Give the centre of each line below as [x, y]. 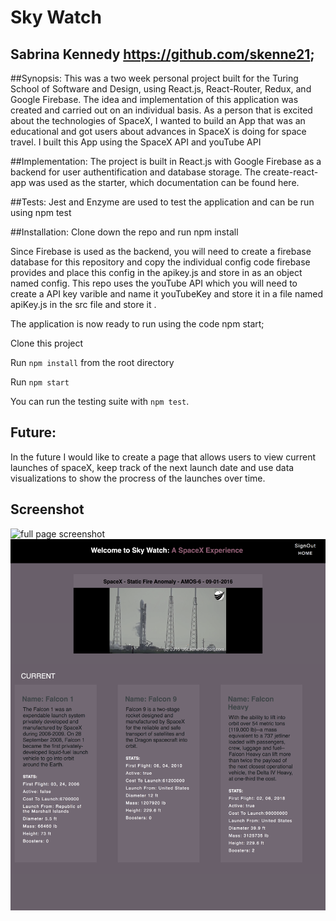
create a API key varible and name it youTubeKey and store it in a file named [167, 294]
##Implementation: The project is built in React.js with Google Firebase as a [166, 161]
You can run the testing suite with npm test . [100, 401]
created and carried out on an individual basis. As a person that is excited [161, 110]
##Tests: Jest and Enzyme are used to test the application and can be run [162, 202]
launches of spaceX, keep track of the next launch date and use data [152, 467]
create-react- [290, 172]
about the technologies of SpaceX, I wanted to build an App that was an [158, 120]
